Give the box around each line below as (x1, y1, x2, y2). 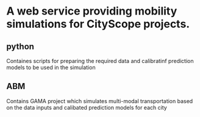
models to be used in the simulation (6, 64, 96, 71)
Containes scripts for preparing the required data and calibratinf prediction (6, 58, 194, 64)
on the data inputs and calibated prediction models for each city (6, 104, 168, 111)
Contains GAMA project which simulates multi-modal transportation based (6, 97, 193, 104)
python (6, 41, 35, 52)
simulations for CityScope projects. (6, 17, 190, 31)
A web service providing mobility (6, 4, 177, 18)
